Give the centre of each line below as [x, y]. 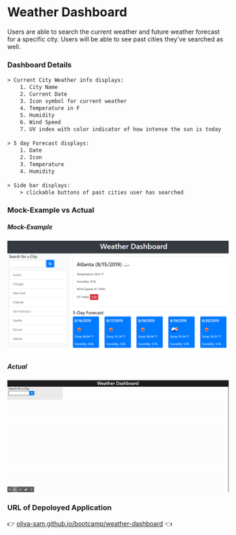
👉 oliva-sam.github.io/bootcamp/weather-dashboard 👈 [90, 523]
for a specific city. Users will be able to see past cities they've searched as [115, 39]
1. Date [31, 151]
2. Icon [31, 158]
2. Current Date [44, 94]
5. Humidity [37, 115]
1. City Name [39, 87]
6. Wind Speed [40, 123]
